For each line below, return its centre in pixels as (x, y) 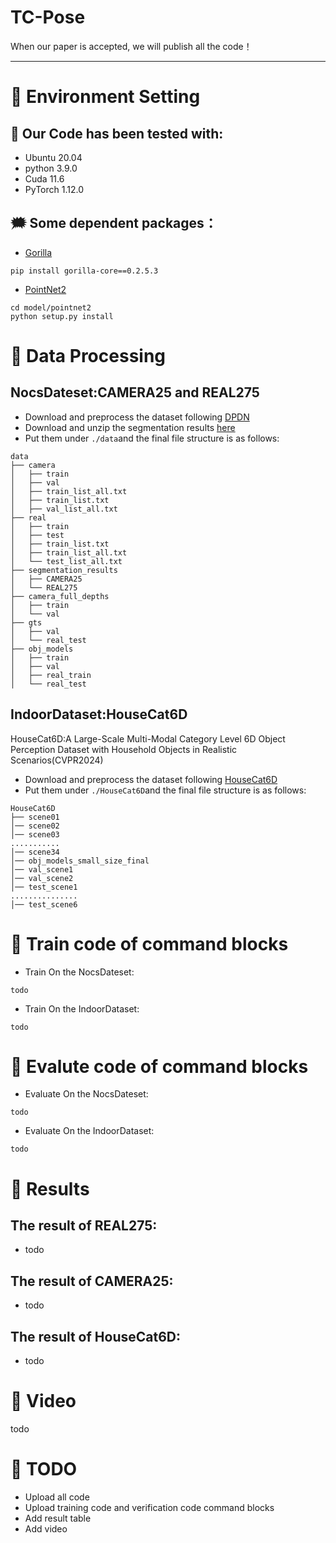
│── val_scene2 (42, 878)
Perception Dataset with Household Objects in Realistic (124, 749)
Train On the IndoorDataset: (82, 1008)
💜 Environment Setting (105, 97)
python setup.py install (62, 316)
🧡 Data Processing (88, 355)
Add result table (58, 1518)
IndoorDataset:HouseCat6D (99, 714)
